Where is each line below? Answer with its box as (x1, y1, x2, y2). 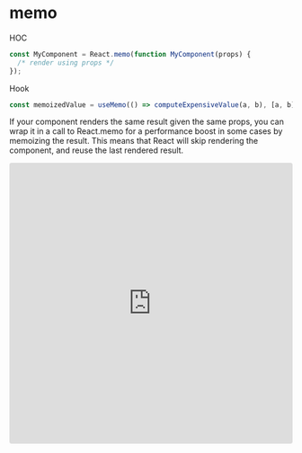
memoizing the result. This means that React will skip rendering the (9, 136, 259, 147)
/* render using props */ (17, 58, 115, 67)
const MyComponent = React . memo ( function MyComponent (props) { (9, 49, 252, 58)
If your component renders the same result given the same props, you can (9, 116, 285, 128)
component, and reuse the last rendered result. (9, 145, 184, 155)
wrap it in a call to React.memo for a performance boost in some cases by (9, 126, 283, 137)
